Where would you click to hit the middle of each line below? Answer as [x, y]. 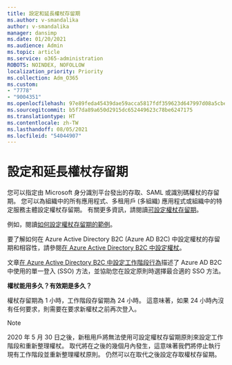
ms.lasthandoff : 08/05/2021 [48, 129]
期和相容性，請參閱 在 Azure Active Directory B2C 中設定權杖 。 [96, 248]
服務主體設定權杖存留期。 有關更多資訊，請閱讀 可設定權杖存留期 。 [107, 210]
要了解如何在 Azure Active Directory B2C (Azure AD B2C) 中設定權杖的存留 [114, 239]
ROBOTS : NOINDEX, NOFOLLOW [46, 65]
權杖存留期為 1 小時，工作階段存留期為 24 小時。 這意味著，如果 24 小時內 [113, 301]
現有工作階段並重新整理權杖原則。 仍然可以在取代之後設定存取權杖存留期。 [114, 355]
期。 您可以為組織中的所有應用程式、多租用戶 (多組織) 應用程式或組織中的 [112, 201]
